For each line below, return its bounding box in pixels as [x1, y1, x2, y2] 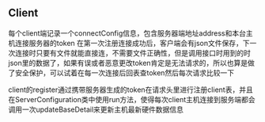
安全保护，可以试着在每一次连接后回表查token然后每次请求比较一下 [14, 67, 235, 78]
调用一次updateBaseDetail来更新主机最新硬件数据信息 [8, 105, 184, 114]
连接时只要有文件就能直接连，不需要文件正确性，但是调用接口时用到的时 [14, 48, 251, 58]
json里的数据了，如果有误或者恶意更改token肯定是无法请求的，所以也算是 [8, 58, 248, 67]
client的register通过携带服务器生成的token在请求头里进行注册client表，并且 [8, 85, 253, 94]
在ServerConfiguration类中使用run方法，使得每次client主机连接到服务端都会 [8, 94, 256, 104]
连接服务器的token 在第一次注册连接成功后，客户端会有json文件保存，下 [14, 38, 251, 48]
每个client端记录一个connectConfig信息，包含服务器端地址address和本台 [8, 28, 247, 38]
